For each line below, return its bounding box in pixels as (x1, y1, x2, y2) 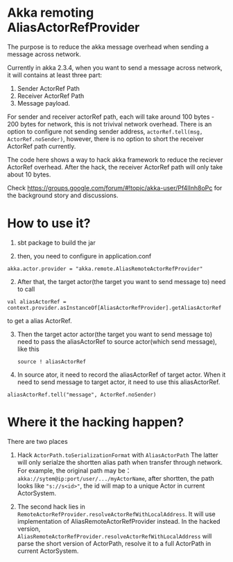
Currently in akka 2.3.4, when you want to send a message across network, (7, 63, 223, 72)
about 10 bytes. (7, 170, 51, 179)
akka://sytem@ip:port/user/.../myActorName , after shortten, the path (17, 474, 215, 482)
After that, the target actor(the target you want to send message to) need (17, 277, 226, 286)
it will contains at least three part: (7, 71, 103, 79)
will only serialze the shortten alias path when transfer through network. (17, 458, 223, 466)
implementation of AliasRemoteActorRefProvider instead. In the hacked (17, 517, 221, 525)
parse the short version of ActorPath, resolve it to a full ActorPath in (17, 539, 212, 547)
